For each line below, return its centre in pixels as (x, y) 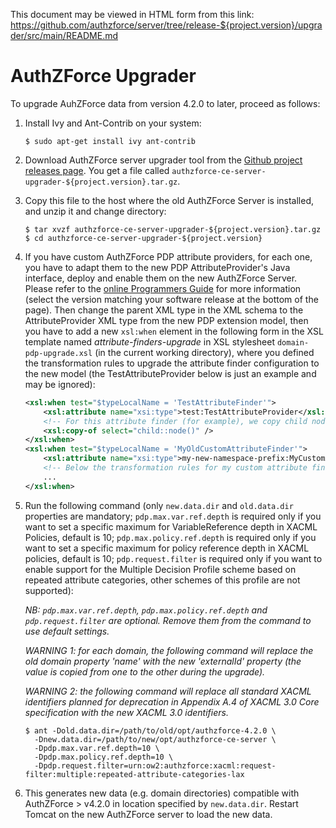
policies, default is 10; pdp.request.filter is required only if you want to (173, 558)
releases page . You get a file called (97, 170)
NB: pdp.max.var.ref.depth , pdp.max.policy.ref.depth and (146, 610)
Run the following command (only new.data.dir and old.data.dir (159, 505)
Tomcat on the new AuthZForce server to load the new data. (148, 814)
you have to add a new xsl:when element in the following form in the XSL (174, 331)
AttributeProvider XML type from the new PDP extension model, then (166, 320)
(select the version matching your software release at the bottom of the (171, 299)
